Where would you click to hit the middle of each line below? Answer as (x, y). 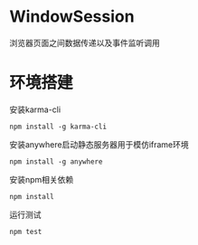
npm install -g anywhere (56, 161)
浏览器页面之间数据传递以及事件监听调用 (85, 42)
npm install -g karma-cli (58, 127)
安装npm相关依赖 (42, 179)
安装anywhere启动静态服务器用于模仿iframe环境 (99, 144)
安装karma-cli (35, 109)
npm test (26, 231)
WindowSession (72, 17)
